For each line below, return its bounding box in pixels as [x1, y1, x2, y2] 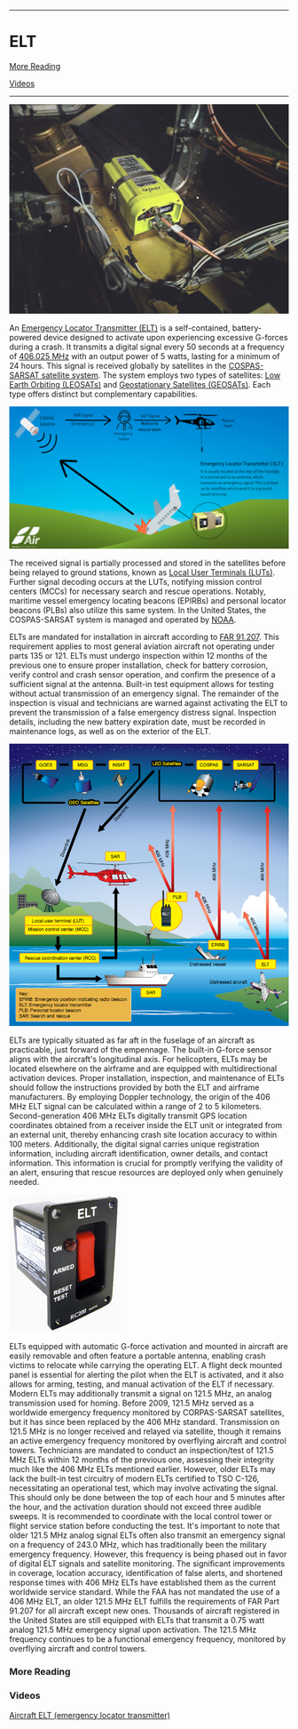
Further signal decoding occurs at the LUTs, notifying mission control [9, 577, 263, 588]
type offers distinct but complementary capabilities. [9, 388, 198, 400]
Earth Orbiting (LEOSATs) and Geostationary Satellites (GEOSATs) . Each [9, 380, 271, 390]
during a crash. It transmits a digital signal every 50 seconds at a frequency [9, 341, 286, 352]
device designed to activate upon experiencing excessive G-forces [43, 332, 288, 343]
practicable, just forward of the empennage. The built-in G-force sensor [9, 1045, 272, 1055]
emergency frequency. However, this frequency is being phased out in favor [9, 1549, 287, 1560]
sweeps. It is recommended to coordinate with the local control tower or [9, 1511, 272, 1522]
